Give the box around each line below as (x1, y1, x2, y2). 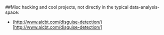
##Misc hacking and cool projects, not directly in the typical (5, 4, 129, 10)
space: (5, 9, 19, 15)
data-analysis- (129, 4, 160, 10)
